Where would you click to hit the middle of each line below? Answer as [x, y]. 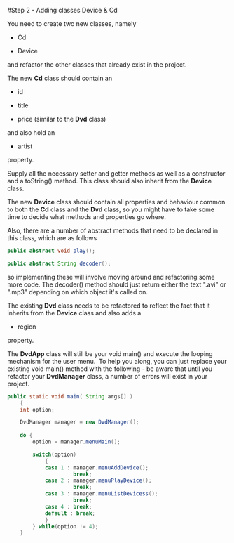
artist [25, 146]
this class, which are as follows [52, 238]
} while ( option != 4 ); [66, 526]
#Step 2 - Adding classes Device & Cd [62, 10]
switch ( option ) [55, 454]
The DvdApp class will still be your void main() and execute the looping [110, 353]
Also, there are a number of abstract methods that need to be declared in [113, 230]
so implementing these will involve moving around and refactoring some [111, 277]
